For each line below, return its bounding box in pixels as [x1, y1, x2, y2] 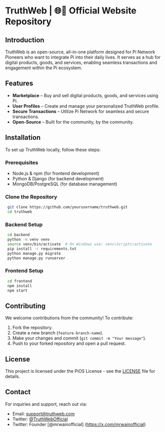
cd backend [7, 232, 30, 238]
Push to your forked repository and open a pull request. [12, 340, 126, 346]
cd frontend [7, 279, 32, 284]
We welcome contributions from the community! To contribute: [5, 315, 134, 321]
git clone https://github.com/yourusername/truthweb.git [7, 205, 128, 210]
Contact [5, 388, 31, 396]
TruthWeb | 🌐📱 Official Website [5, 5, 137, 16]
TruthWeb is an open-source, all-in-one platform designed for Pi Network [5, 49, 156, 55]
